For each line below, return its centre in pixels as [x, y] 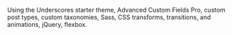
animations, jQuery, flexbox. [47, 24]
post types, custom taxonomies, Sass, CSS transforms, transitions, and [109, 17]
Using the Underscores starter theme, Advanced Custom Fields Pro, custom [116, 10]
